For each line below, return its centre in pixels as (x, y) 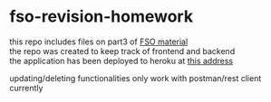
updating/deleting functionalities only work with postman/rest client (135, 78)
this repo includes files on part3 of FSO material (99, 42)
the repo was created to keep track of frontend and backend (122, 51)
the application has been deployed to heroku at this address (121, 60)
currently (26, 88)
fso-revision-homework (101, 17)
